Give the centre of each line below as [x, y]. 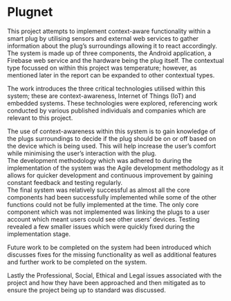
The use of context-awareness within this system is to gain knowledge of [111, 131]
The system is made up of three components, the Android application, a [110, 53]
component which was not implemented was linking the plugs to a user [108, 212]
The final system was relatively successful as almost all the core [99, 190]
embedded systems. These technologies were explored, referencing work [112, 103]
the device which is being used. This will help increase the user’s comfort [112, 146]
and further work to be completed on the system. [77, 262]
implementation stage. [39, 234]
